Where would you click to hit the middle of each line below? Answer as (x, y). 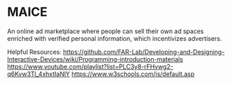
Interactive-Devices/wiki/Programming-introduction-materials (95, 59)
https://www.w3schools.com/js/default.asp (133, 74)
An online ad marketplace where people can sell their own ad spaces (106, 31)
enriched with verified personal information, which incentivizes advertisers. (115, 38)
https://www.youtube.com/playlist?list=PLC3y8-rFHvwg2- (90, 66)
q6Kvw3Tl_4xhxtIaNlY (39, 74)
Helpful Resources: (34, 52)
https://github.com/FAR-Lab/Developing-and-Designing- (144, 52)
